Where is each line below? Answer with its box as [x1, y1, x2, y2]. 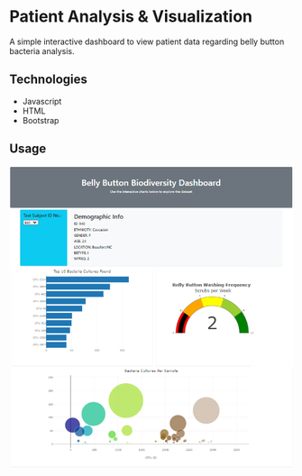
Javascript [22, 96, 62, 106]
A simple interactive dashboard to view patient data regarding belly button [9, 36, 285, 47]
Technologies [9, 72, 88, 87]
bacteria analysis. [9, 45, 75, 56]
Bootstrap [22, 114, 59, 125]
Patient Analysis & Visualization [9, 6, 253, 27]
